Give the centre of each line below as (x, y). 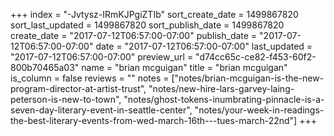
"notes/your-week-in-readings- (259, 110)
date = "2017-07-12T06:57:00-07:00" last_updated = (204, 46)
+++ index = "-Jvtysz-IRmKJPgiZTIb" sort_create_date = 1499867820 (154, 14)
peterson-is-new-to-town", (66, 99)
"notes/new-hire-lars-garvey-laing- (221, 88)
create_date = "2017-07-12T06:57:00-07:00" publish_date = (134, 35)
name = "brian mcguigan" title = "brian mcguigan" (184, 67)
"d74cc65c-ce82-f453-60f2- (256, 57)
